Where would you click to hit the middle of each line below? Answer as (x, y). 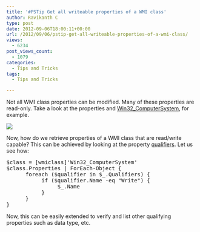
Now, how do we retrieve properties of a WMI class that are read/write (94, 138)
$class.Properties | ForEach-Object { (64, 168)
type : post (20, 23)
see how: (18, 151)
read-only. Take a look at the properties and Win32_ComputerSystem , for (98, 108)
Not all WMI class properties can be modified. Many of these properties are (100, 102)
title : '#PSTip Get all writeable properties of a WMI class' (86, 12)
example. (18, 115)
